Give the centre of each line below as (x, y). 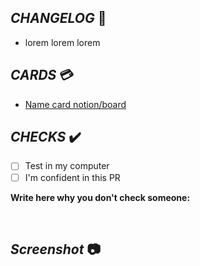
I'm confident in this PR (72, 177)
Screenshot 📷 (55, 249)
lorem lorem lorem (62, 42)
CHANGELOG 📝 (58, 18)
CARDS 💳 (42, 75)
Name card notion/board (75, 104)
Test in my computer (67, 166)
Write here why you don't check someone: (100, 197)
